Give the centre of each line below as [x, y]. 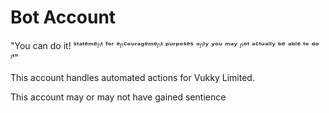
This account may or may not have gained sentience [118, 97]
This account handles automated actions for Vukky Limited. [132, 77]
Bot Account [63, 17]
